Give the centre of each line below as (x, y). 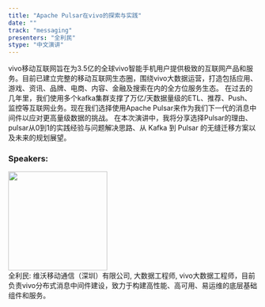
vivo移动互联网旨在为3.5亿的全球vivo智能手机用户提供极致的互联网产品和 (127, 69)
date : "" (23, 23)
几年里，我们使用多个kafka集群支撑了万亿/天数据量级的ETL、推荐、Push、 (130, 98)
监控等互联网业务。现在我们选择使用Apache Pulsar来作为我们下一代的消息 (129, 108)
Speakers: (28, 159)
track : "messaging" (40, 30)
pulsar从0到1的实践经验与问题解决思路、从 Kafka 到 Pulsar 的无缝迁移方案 (129, 128)
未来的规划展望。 (43, 138)
